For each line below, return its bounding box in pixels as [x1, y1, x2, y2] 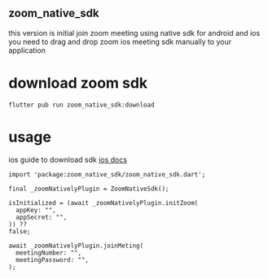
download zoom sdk [8, 74, 148, 92]
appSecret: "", [15, 213, 68, 221]
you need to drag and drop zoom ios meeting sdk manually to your [8, 37, 232, 46]
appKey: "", [15, 206, 57, 214]
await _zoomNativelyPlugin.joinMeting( [8, 242, 144, 250]
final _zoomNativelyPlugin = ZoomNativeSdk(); [8, 185, 169, 193]
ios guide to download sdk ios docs [8, 155, 128, 164]
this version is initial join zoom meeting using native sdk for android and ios [8, 28, 261, 37]
